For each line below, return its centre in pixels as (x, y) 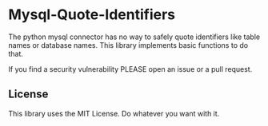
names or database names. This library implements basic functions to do (128, 45)
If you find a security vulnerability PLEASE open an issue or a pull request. (130, 69)
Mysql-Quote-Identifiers (92, 15)
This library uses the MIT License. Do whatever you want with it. (114, 113)
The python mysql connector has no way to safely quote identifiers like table (134, 37)
